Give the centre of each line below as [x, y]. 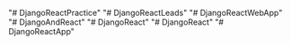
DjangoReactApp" [42, 31]
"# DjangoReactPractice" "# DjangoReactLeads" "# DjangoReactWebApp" [145, 13]
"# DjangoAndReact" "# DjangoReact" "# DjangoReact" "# [116, 22]
